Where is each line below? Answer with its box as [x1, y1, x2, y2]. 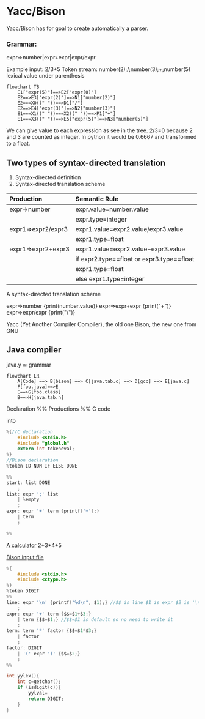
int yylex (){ [6, 673, 40, 679]
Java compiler [6, 345, 62, 356]
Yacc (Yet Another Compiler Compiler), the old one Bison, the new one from [6, 321, 197, 328]
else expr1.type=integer [75, 275, 145, 283]
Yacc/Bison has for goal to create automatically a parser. [6, 24, 148, 32]
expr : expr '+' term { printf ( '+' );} [6, 508, 99, 515]
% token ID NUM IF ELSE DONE [6, 463, 78, 469]
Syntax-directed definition [15, 174, 81, 181]
